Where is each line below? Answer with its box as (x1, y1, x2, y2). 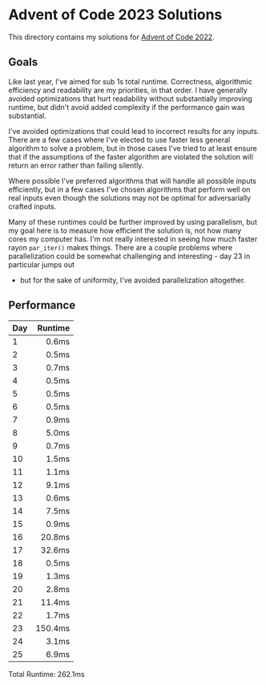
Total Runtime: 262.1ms (8, 669, 86, 679)
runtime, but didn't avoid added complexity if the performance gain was (8, 102, 246, 111)
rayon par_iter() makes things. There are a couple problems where (8, 242, 233, 252)
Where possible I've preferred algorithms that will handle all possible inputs (8, 176, 257, 185)
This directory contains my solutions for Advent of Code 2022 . (8, 32, 215, 42)
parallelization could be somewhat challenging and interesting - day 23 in (8, 251, 251, 261)
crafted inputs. (8, 201, 57, 211)
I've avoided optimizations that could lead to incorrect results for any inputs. (8, 126, 260, 136)
